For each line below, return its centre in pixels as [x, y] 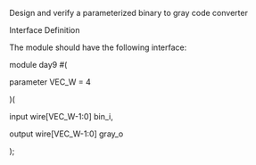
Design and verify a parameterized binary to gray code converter [128, 13]
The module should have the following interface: [98, 47]
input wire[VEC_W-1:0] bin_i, [61, 116]
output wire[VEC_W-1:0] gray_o [66, 134]
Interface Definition [45, 30]
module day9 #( [38, 65]
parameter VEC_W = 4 [50, 82]
